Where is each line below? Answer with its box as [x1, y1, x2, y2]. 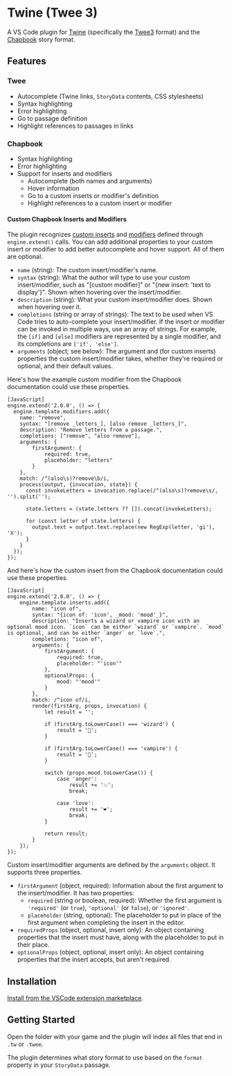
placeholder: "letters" [44, 457, 113, 464]
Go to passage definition [17, 114, 88, 122]
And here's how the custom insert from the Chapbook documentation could [7, 566, 223, 574]
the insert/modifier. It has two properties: [17, 889, 134, 897]
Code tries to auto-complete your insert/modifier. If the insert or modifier [17, 317, 225, 326]
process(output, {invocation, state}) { [19, 481, 138, 488]
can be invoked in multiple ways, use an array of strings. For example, [17, 325, 217, 333]
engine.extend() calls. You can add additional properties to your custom [7, 238, 213, 246]
